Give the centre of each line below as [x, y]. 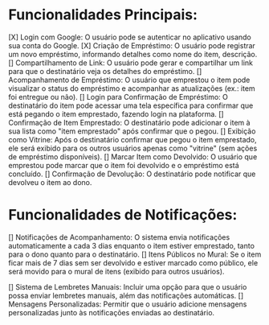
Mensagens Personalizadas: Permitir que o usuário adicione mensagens [128, 304]
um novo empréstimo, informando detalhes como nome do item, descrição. [133, 54]
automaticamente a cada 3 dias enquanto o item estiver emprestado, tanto [132, 245]
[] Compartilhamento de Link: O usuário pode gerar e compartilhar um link [131, 63]
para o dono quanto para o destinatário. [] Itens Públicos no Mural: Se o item [135, 254]
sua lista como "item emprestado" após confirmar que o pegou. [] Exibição [132, 131]
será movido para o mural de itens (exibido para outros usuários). [116, 271]
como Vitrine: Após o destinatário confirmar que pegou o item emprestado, [132, 139]
